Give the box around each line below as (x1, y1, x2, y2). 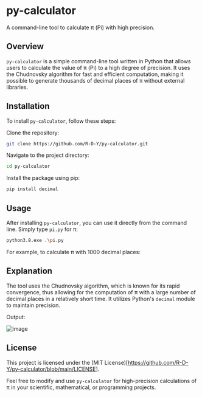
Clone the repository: (6, 129, 60, 136)
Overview (6, 41, 44, 52)
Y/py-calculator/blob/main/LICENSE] (6, 365, 99, 373)
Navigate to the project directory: (6, 151, 89, 159)
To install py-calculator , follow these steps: (6, 117, 116, 125)
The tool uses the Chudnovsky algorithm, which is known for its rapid (6, 282, 180, 289)
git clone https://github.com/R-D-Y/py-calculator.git (6, 140, 148, 147)
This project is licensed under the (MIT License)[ (6, 359, 128, 366)
